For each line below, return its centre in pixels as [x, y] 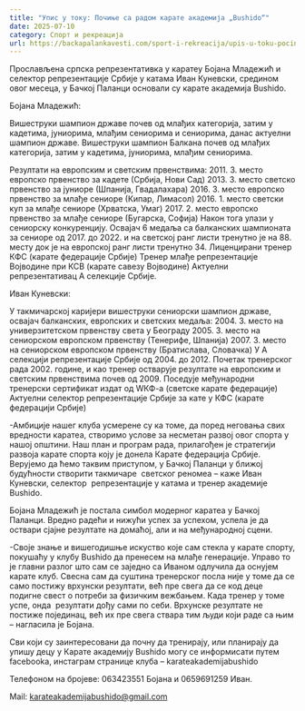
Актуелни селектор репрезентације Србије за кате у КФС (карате [137, 398]
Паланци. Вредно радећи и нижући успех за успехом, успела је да [139, 520]
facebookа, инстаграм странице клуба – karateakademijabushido [134, 662]
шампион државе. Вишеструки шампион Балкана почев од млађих [140, 143]
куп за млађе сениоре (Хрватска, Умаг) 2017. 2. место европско [134, 209]
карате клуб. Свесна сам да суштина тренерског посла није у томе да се [152, 577]
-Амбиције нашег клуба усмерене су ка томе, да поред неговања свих [148, 425]
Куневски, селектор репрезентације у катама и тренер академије [138, 483]
